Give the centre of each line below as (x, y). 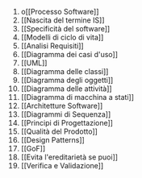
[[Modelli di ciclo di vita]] (62, 37)
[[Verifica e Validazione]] (62, 166)
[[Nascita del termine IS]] (63, 20)
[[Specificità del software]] (65, 29)
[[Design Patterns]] (53, 140)
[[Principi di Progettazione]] (67, 123)
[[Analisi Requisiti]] (52, 46)
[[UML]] (34, 63)
